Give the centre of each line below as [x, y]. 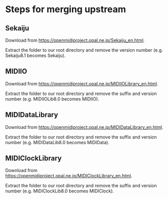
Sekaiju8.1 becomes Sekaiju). [35, 55]
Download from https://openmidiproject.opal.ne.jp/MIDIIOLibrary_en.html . [82, 84]
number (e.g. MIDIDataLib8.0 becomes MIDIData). [57, 142]
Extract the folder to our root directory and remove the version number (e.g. [84, 50]
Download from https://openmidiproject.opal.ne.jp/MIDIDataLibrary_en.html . [84, 127]
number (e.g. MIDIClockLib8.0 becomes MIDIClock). [60, 191]
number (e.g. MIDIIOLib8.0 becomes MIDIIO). [52, 99]
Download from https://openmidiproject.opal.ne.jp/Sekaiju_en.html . [75, 40]
